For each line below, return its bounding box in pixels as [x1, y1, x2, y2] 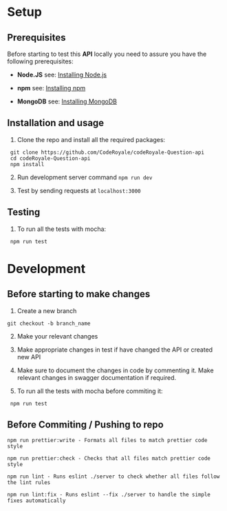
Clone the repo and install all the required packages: [17, 135, 166, 143]
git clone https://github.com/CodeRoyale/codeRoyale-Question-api [10, 149, 205, 156]
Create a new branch [17, 306, 77, 314]
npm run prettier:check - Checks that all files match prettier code [7, 455, 211, 462]
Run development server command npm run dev [17, 173, 153, 181]
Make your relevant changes [17, 332, 98, 340]
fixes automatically [7, 497, 67, 504]
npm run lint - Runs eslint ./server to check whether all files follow [7, 473, 220, 480]
